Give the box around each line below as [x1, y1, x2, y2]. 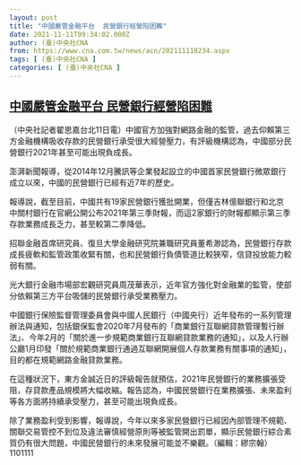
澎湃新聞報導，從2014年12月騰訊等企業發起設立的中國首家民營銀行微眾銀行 [9, 165, 287, 176]
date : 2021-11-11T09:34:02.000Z [9, 30, 130, 39]
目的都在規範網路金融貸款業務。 [9, 354, 127, 364]
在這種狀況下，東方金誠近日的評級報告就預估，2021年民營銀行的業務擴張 [9, 373, 279, 384]
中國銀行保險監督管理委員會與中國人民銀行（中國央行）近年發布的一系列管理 [9, 309, 292, 320]
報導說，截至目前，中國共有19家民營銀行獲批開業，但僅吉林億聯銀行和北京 [9, 196, 285, 206]
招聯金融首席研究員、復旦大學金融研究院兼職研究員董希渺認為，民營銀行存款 [9, 237, 292, 248]
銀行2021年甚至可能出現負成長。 [16, 146, 137, 157]
